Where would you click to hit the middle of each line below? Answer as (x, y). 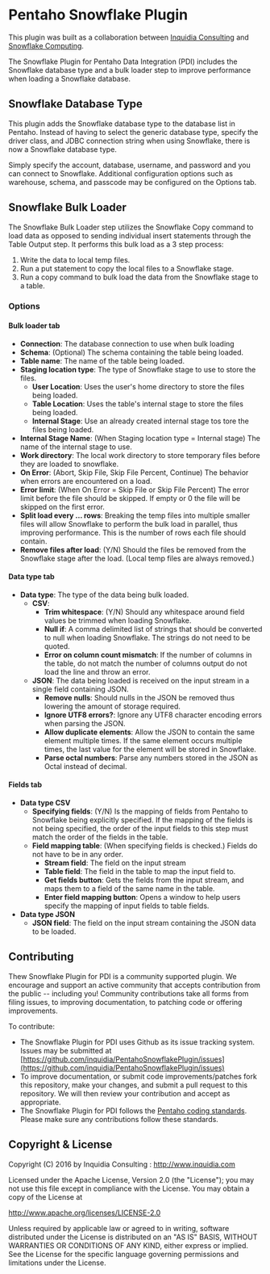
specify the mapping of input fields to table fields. (127, 906)
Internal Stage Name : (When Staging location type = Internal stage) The (140, 438)
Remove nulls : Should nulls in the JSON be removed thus (139, 697)
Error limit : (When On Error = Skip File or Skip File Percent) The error (135, 490)
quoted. (57, 646)
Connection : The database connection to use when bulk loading (127, 343)
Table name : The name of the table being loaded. (102, 360)
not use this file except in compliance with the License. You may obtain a (129, 1188)
